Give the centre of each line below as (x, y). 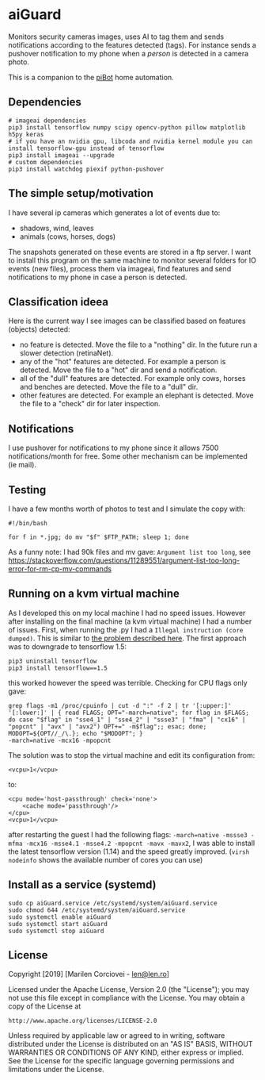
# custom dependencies (45, 162)
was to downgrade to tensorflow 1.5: (68, 646)
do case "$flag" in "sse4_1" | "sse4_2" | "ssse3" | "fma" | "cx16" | (127, 720)
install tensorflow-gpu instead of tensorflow (86, 148)
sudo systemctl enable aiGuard (60, 917)
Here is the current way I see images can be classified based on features (127, 321)
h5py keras (26, 134)
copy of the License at (45, 1006)
